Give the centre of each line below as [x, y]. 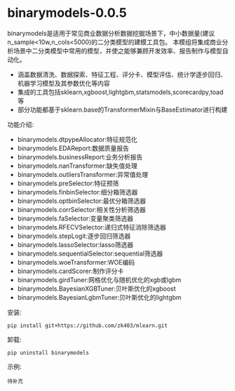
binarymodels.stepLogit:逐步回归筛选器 [74, 236]
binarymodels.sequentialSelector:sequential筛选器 [90, 253]
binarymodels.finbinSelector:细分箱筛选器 [78, 192]
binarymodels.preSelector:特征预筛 [68, 183]
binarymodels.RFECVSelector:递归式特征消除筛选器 [92, 227]
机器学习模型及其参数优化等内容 [63, 83]
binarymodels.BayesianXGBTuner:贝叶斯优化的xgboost [97, 289]
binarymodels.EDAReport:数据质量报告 [73, 148]
